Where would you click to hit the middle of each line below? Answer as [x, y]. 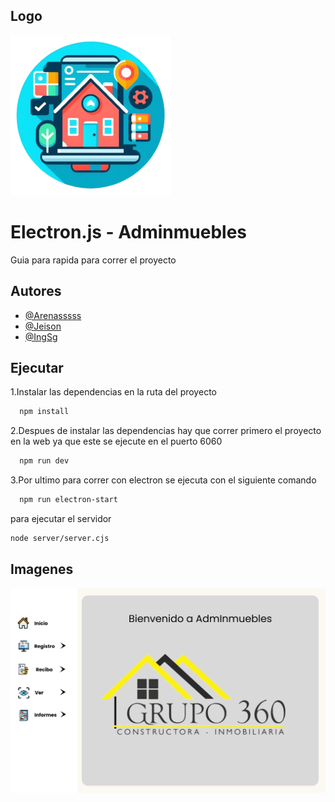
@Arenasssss [53, 315]
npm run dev [44, 461]
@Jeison [43, 326]
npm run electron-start [68, 500]
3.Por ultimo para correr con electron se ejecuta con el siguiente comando [163, 480]
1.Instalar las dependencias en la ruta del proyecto [113, 392]
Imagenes [42, 569]
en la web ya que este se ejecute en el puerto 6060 [116, 441]
